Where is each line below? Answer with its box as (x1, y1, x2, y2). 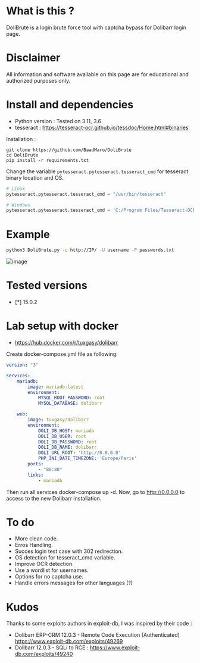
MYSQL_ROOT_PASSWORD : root (37, 395, 105, 401)
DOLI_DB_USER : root (37, 433, 86, 439)
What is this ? (6, 4, 74, 18)
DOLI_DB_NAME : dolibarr (37, 445, 97, 451)
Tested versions (6, 279, 87, 292)
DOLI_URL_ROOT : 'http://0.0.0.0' (37, 450, 121, 456)
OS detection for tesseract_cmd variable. (14, 554, 115, 561)
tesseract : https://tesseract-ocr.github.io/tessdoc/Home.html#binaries (14, 124, 189, 131)
